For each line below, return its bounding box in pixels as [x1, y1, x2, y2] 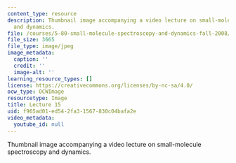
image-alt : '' [13, 69, 55, 76]
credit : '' [13, 62, 46, 69]
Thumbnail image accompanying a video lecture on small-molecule [7, 140, 202, 148]
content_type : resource [7, 10, 77, 17]
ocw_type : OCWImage [7, 88, 65, 95]
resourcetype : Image [7, 95, 68, 102]
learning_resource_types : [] [7, 75, 93, 83]
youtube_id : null [13, 120, 65, 128]
